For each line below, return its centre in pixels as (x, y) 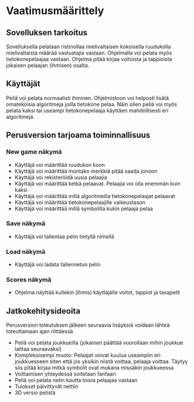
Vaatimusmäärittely (55, 11)
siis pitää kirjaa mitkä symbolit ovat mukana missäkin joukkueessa (94, 368)
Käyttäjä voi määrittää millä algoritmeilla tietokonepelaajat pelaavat (95, 196)
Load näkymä (26, 252)
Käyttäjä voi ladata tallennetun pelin (57, 264)
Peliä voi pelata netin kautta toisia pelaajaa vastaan (76, 380)
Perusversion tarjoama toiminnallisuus (78, 135)
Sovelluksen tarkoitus (47, 33)
